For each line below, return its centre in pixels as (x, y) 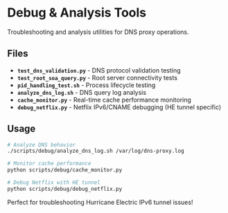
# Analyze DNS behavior (42, 145)
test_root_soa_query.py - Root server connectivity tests (97, 77)
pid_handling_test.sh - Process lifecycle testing (86, 85)
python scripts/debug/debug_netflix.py (65, 189)
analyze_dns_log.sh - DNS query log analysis (82, 92)
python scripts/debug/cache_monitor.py (65, 170)
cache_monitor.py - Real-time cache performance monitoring (104, 100)
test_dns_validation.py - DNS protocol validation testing (99, 70)
